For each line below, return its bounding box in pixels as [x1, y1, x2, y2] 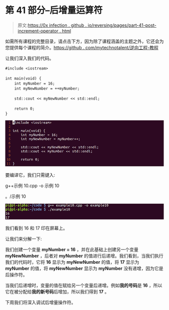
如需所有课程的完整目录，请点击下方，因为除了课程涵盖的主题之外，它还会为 [5, 38, 164, 44]
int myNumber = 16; [14, 81, 55, 86]
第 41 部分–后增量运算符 [5, 5, 103, 16]
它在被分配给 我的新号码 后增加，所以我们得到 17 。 [5, 288, 110, 294]
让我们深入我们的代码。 [5, 55, 54, 61]
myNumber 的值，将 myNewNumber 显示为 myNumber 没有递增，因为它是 [5, 265, 163, 271]
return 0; [14, 106, 35, 111]
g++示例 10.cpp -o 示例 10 [5, 182, 59, 189]
